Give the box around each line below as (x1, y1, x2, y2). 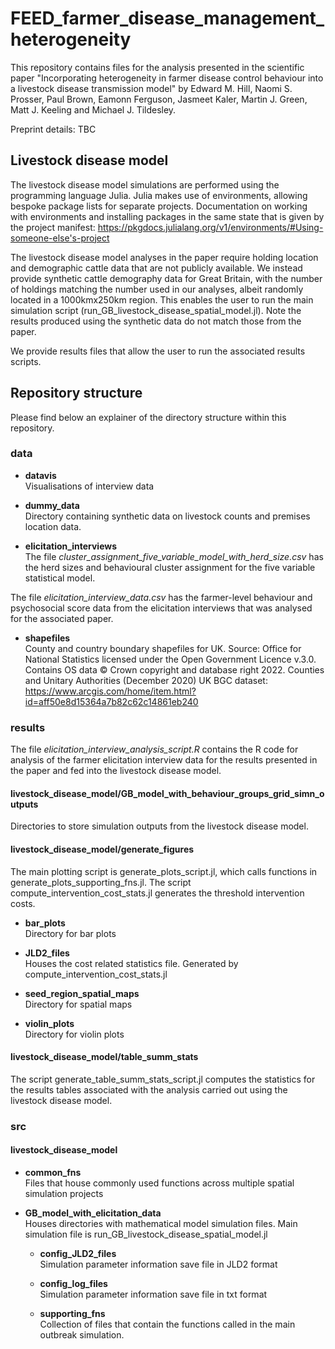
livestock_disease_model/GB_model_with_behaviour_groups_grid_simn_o (10, 787, 325, 799)
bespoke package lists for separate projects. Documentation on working (10, 200, 308, 212)
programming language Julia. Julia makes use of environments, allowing (10, 189, 308, 201)
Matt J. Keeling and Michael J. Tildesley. (10, 103, 177, 116)
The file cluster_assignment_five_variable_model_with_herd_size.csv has (24, 550, 324, 562)
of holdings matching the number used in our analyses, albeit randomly (10, 283, 304, 295)
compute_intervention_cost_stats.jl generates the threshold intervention (10, 887, 305, 899)
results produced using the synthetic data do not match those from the (10, 315, 302, 327)
